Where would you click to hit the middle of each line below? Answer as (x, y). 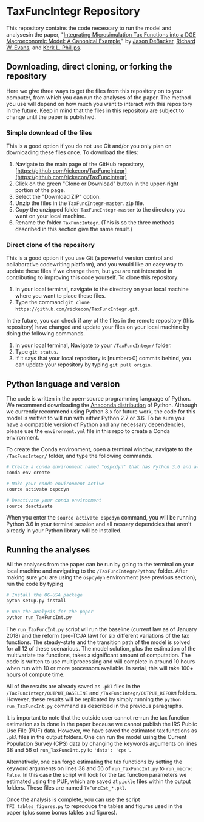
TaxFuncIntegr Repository (73, 11)
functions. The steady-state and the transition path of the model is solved (98, 642)
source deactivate (29, 506)
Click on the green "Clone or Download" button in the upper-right (97, 184)
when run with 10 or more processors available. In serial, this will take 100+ (100, 668)
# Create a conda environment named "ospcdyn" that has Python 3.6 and (99, 467)
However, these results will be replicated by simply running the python (93, 699)
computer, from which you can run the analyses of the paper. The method (99, 97)
